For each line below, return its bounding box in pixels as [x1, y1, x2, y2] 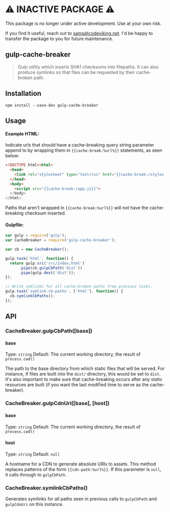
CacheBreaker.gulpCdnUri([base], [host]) [5, 400, 110, 407]
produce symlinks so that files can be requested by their [17, 69, 136, 75]
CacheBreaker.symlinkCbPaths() [5, 484, 88, 491]
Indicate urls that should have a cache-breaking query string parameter [5, 142, 154, 148]
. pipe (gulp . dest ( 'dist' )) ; [18, 270, 76, 275]
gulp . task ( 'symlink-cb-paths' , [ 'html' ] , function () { [5, 289, 123, 294]
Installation [5, 89, 41, 98]
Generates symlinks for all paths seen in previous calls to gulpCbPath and [5, 496, 157, 502]
